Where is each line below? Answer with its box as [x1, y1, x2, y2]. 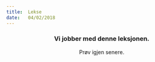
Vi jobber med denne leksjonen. [54, 35, 150, 43]
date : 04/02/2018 [6, 15, 56, 21]
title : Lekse [6, 9, 42, 15]
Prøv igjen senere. [79, 48, 125, 55]
